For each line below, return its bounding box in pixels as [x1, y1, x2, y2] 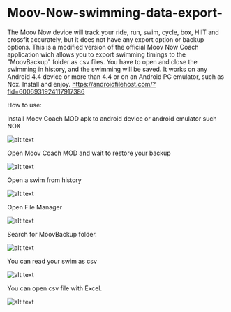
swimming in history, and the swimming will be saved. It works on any [7, 65, 208, 73]
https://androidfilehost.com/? [72, 80, 156, 88]
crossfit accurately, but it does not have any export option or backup [7, 35, 204, 43]
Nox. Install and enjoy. [7, 80, 71, 88]
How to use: [7, 101, 42, 109]
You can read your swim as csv [7, 257, 98, 265]
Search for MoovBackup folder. [7, 230, 98, 238]
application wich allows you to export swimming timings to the [7, 50, 186, 59]
